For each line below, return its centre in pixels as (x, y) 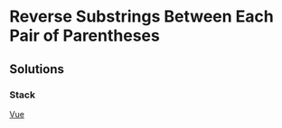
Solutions (37, 69)
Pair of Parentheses (85, 36)
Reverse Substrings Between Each (141, 17)
